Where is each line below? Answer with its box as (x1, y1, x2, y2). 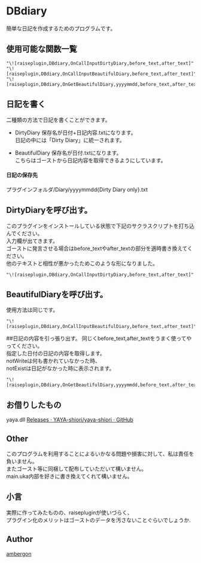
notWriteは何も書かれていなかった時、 (6, 357, 100, 365)
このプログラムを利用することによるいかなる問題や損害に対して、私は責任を (6, 450, 194, 457)
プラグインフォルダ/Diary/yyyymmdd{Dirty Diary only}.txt (6, 186, 148, 193)
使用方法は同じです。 (6, 306, 59, 314)
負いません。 (6, 457, 38, 465)
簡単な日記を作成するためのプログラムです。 (6, 25, 116, 32)
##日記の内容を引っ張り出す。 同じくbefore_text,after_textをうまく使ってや (6, 335, 192, 342)
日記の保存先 (6, 171, 38, 179)
